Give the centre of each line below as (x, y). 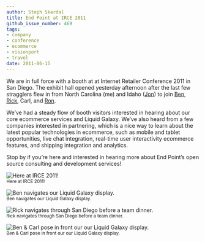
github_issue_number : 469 (39, 23)
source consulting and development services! (64, 163)
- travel (17, 58)
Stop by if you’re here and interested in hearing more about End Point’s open (103, 157)
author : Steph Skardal (35, 12)
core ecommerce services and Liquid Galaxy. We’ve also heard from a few (100, 119)
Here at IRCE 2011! (26, 181)
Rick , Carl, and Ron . (31, 100)
